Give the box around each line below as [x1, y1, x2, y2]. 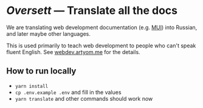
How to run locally [6, 66, 77, 76]
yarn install [15, 83, 49, 89]
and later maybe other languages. [6, 30, 91, 37]
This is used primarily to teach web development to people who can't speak [6, 42, 196, 49]
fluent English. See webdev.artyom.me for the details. [6, 48, 141, 55]
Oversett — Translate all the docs [6, 4, 178, 18]
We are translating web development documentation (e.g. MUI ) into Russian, [6, 24, 198, 31]
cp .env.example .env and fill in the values [15, 89, 122, 96]
